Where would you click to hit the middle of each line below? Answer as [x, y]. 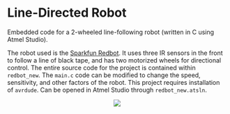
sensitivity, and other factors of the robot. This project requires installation [114, 82]
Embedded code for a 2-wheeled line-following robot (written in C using [111, 32]
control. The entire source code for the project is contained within [102, 67]
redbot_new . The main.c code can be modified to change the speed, [104, 75]
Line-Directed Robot [67, 13]
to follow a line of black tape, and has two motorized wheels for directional [114, 60]
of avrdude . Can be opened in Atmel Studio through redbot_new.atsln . [107, 90]
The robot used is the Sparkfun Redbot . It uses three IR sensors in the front [115, 53]
